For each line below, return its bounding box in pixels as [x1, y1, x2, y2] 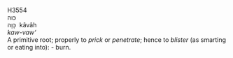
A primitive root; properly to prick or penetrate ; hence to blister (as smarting [7, 36, 226, 44]
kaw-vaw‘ [7, 28, 36, 36]
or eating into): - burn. [7, 43, 71, 51]
